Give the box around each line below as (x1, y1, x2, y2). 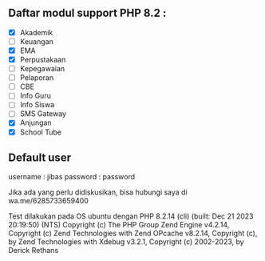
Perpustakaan (19, 55, 66, 64)
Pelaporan (19, 73, 54, 82)
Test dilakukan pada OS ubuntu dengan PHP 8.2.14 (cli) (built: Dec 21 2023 (8, 211, 254, 221)
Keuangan (19, 36, 53, 46)
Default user (8, 151, 72, 164)
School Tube (19, 127, 62, 137)
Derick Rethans (8, 246, 59, 255)
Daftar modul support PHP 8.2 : (8, 6, 167, 20)
